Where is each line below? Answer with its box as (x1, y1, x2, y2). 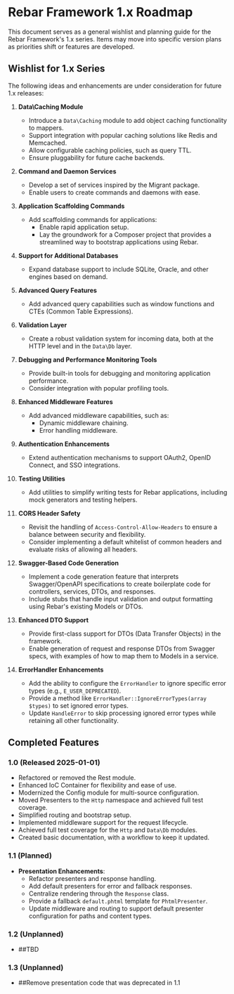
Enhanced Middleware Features (18, 398, 113, 406)
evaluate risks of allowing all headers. (28, 545, 138, 554)
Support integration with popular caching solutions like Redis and (28, 131, 217, 139)
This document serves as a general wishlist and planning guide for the (8, 27, 212, 36)
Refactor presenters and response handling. (28, 874, 157, 882)
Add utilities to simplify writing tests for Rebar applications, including (28, 488, 228, 496)
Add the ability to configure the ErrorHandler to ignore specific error (28, 679, 227, 687)
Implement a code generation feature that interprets (28, 572, 179, 580)
